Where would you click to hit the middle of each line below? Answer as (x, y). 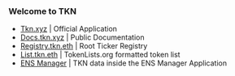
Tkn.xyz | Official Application (69, 29)
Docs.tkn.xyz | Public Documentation (82, 37)
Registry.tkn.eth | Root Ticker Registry (84, 46)
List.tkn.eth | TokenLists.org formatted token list (100, 55)
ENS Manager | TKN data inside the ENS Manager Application (124, 63)
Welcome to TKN (43, 11)
